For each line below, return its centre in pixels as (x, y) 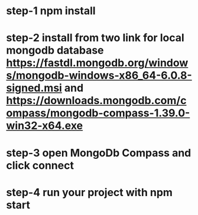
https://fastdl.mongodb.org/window (97, 63)
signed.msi (34, 88)
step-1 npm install (51, 11)
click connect (40, 165)
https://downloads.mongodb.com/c (96, 101)
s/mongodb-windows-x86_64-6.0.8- (99, 76)
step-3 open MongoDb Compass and (99, 153)
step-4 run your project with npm (90, 192)
